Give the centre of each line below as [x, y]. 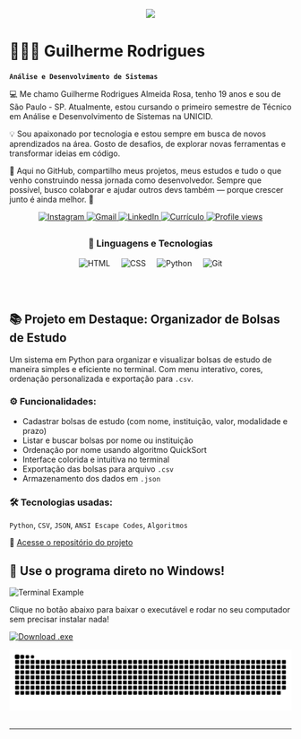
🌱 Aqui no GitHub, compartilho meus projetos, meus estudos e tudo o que [146, 170]
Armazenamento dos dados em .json [91, 478]
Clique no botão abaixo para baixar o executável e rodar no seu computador [150, 609]
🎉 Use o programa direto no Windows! [117, 571]
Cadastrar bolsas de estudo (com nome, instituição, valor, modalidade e [155, 421]
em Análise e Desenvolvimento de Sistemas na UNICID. [111, 116]
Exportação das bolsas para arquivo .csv [98, 469]
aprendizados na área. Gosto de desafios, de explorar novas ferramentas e [148, 143]
